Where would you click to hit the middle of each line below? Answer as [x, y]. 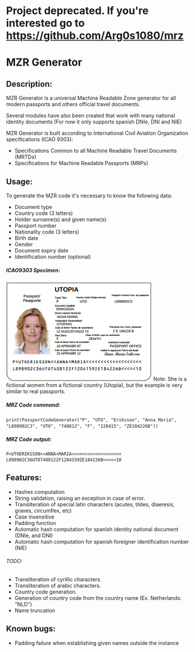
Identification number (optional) [53, 257]
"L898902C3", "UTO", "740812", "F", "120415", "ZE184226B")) [82, 426]
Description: [29, 84]
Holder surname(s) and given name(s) [60, 219]
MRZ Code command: [33, 404]
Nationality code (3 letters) [47, 232]
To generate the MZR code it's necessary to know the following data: [89, 195]
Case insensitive [34, 517]
